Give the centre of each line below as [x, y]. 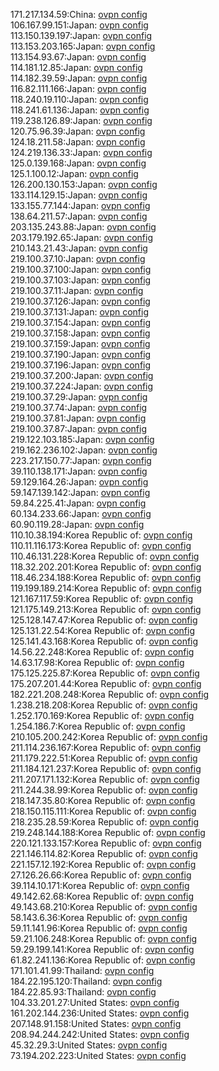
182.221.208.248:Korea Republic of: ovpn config [110, 694]
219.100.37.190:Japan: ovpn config [81, 354]
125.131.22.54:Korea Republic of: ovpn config [102, 630]
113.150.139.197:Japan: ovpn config [81, 35]
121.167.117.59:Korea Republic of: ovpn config [102, 598]
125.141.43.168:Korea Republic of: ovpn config [104, 641]
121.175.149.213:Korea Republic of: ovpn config [106, 609]
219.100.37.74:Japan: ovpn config [79, 407]
